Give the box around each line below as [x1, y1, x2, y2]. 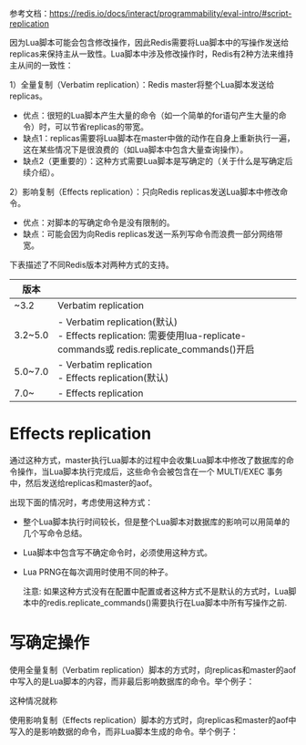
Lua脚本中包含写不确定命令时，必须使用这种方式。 [22, 546, 212, 558]
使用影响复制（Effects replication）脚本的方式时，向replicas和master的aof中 [9, 714, 297, 725]
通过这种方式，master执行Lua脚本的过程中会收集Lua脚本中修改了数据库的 [9, 454, 287, 465]
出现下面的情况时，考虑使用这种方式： [9, 496, 153, 508]
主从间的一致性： [9, 60, 74, 70]
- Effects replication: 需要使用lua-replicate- [57, 329, 247, 342]
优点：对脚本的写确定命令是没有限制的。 [22, 217, 175, 228]
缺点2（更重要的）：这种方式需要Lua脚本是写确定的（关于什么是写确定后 [22, 156, 293, 166]
